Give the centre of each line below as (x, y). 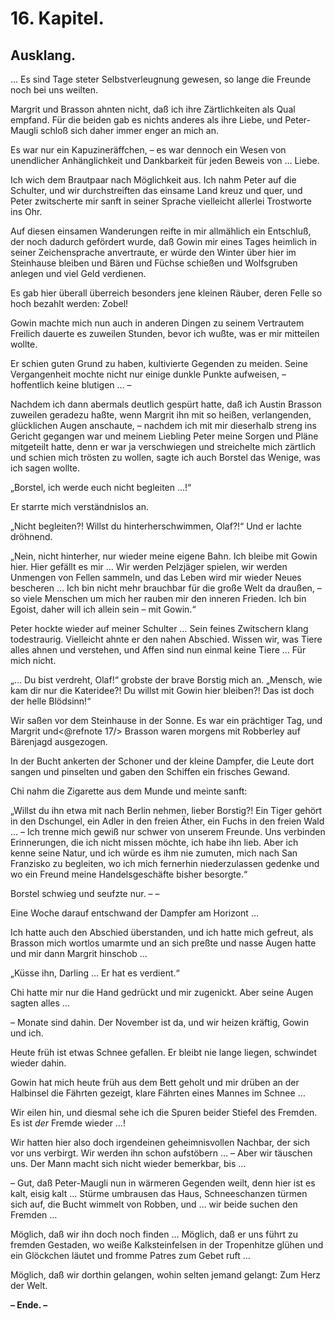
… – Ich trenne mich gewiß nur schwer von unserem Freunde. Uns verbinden (168, 831)
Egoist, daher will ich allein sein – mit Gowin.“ (103, 609)
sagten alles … (40, 1003)
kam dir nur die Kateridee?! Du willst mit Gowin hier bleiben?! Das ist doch (162, 690)
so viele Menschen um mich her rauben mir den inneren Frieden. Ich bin (158, 598)
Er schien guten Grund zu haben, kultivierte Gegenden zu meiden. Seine (159, 363)
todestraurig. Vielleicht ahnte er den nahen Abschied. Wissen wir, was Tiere (166, 639)
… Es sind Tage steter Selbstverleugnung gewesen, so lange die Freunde (161, 79)
